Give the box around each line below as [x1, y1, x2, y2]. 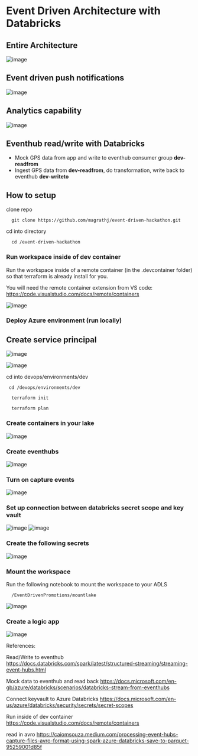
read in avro [6, 731, 35, 738]
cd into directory [6, 228, 47, 235]
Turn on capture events [6, 475, 75, 484]
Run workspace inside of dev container [6, 253, 121, 261]
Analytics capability [6, 106, 82, 116]
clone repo [6, 206, 33, 213]
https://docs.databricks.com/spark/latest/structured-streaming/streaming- [6, 660, 188, 667]
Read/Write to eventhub [6, 654, 64, 661]
